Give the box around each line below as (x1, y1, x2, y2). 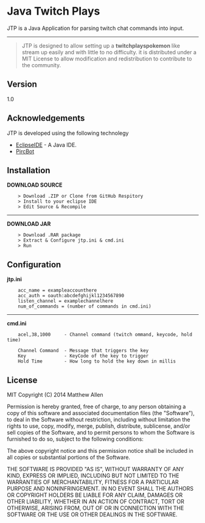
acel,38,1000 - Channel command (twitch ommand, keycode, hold (18, 331, 192, 338)
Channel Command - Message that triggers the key (18, 348, 149, 354)
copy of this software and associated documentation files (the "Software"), (7, 409, 195, 416)
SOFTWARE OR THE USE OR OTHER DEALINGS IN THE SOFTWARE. (7, 511, 178, 518)
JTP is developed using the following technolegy (7, 129, 129, 137)
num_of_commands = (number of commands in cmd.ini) (18, 303, 151, 309)
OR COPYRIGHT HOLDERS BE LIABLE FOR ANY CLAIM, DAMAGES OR (7, 491, 183, 499)
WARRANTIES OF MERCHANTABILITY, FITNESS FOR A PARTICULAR (7, 478, 179, 486)
